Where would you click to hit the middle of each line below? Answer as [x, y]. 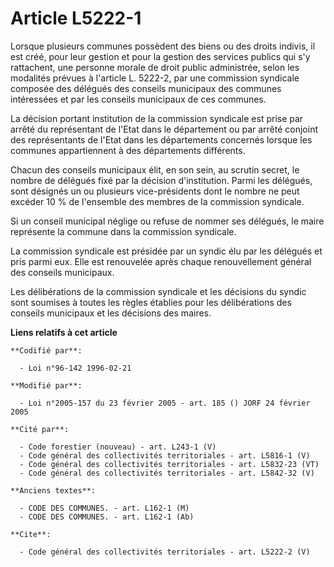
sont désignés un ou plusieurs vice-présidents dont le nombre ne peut [155, 191]
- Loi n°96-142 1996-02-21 [75, 368]
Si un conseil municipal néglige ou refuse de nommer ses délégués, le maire [167, 221]
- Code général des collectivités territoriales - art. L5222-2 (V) [165, 552]
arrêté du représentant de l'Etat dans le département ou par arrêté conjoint [164, 129]
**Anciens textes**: [53, 490]
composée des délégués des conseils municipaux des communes [146, 88]
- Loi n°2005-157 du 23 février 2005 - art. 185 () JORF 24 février [165, 403]
